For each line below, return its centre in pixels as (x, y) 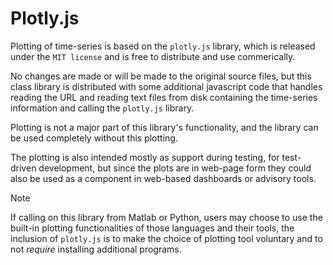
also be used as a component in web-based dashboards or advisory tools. (163, 178)
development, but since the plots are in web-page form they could (175, 168)
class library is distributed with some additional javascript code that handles (166, 86)
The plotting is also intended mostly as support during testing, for (145, 157)
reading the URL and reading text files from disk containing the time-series (164, 97)
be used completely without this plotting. (94, 138)
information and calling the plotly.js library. (102, 108)
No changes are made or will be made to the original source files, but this (161, 76)
